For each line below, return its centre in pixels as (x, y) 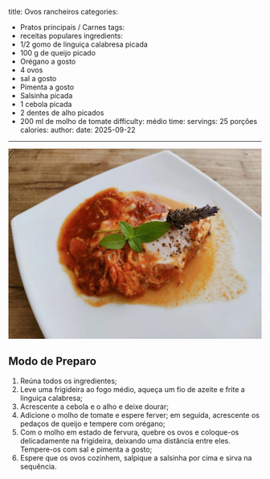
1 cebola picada (46, 104)
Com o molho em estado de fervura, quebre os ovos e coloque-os (129, 432)
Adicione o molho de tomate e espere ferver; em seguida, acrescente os (139, 415)
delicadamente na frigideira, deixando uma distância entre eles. (125, 440)
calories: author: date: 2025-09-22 (78, 130)
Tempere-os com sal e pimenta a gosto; (86, 449)
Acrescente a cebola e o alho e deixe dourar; (94, 407)
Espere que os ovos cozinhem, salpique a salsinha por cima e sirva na (136, 457)
